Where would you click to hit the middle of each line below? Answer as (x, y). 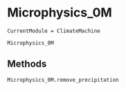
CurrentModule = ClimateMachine (54, 31)
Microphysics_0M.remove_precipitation (63, 80)
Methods (27, 64)
